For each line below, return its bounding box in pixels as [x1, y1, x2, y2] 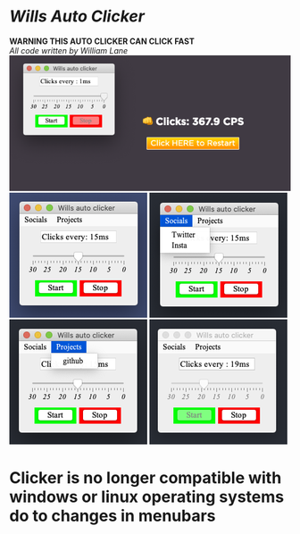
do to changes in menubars [9, 505, 216, 526]
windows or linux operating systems [9, 487, 284, 506]
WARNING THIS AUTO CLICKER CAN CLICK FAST [9, 36, 195, 46]
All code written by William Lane [9, 45, 129, 55]
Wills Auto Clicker [9, 6, 146, 27]
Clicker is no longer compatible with [9, 467, 282, 488]
